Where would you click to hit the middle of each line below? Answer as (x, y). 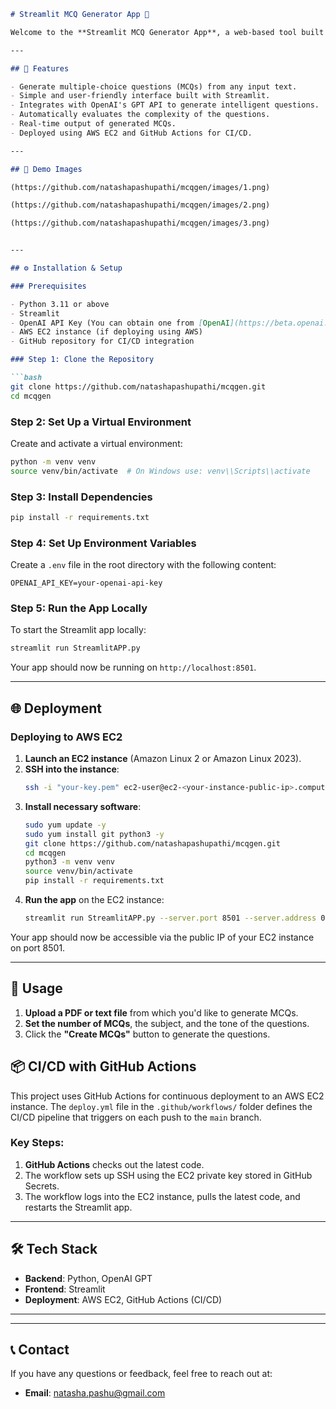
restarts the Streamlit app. (78, 1207)
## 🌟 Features (40, 68)
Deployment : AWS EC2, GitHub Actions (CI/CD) (123, 1299)
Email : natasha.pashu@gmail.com (95, 1393)
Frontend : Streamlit (65, 1289)
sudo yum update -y (65, 825)
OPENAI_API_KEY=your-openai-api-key (86, 583)
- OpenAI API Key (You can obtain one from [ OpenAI (120, 323)
